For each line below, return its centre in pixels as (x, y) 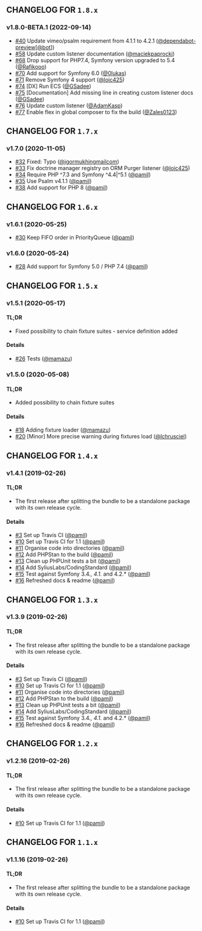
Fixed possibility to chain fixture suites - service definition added (96, 331)
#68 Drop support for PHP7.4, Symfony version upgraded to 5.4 (95, 60)
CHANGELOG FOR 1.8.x (52, 10)
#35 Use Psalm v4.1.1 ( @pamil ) (54, 181)
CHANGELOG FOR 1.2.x (52, 744)
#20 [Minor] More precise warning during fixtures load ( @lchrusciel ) (101, 437)
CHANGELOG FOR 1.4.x (52, 456)
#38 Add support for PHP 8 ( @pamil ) (61, 188)
